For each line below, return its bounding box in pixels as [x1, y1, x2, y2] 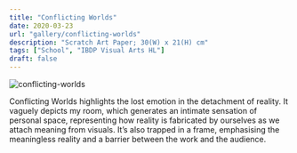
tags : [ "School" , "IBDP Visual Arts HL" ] [9, 46, 165, 55]
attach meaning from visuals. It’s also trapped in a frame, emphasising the [9, 125, 280, 134]
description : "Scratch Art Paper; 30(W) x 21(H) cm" [9, 37, 209, 47]
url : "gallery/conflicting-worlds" [9, 29, 141, 38]
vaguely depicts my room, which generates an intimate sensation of [9, 106, 258, 116]
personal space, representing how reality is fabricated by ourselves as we [9, 115, 280, 125]
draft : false [9, 54, 58, 63]
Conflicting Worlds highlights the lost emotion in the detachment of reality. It [9, 96, 289, 107]
